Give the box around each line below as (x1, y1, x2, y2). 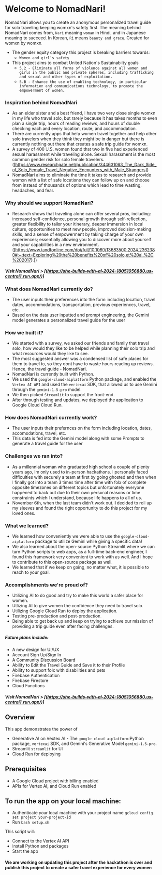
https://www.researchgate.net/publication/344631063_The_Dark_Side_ (15, 162, 157, 168)
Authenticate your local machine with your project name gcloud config (12, 810, 153, 816)
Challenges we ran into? (5, 453, 63, 459)
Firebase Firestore (12, 678, 48, 683)
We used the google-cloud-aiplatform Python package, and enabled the (12, 376, 157, 382)
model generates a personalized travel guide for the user (12, 317, 126, 323)
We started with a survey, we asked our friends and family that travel (12, 340, 149, 346)
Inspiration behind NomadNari (5, 99, 77, 106)
